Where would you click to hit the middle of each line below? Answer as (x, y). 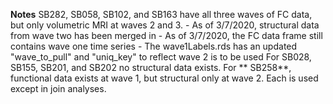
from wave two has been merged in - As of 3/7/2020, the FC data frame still (166, 35)
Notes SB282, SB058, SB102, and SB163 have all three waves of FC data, (161, 14)
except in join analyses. (58, 88)
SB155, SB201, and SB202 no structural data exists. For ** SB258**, (151, 67)
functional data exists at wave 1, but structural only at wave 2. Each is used (164, 78)
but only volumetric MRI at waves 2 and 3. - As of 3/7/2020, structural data (165, 25)
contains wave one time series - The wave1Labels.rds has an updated (154, 46)
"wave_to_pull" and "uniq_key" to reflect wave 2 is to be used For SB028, (161, 57)
